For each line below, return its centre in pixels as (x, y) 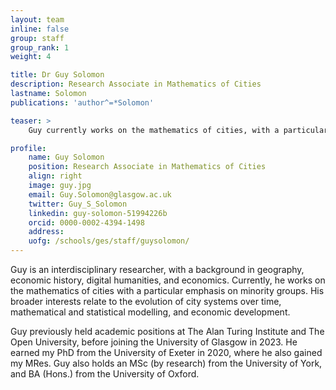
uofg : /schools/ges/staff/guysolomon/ (109, 241)
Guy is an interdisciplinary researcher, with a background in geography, (157, 269)
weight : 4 (31, 57)
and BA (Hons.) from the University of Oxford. (105, 374)
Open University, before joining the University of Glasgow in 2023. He (154, 342)
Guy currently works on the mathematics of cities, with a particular (178, 130)
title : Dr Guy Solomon (57, 75)
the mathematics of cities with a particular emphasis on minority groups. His (167, 290)
